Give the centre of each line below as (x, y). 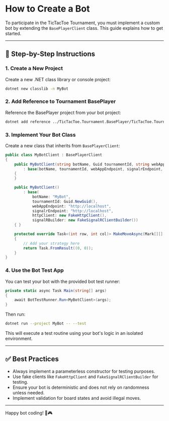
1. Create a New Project (34, 69)
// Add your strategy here (52, 243)
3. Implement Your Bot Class (40, 135)
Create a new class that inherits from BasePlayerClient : (63, 145)
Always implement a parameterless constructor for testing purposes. (84, 371)
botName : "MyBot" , (51, 197)
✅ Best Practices (32, 359)
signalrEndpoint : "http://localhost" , (73, 211)
